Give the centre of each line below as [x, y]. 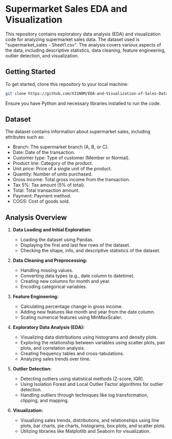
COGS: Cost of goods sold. [41, 201]
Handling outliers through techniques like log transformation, [84, 395]
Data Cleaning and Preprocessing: [50, 260]
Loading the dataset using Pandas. [57, 240]
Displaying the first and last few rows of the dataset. [75, 245]
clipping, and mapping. [45, 401]
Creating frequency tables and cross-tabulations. [72, 354]
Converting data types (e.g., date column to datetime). [78, 276]
